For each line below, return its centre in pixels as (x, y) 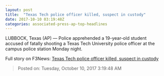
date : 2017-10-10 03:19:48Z (35, 19)
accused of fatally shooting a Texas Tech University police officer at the (80, 44)
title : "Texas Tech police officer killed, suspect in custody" (75, 15)
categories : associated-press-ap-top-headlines (56, 24)
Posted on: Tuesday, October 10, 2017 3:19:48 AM (70, 68)
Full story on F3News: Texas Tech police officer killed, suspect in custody (82, 59)
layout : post (19, 10)
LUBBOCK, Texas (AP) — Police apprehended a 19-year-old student (76, 38)
